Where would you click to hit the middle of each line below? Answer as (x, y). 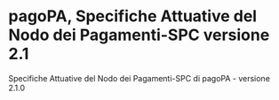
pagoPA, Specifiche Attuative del (133, 16)
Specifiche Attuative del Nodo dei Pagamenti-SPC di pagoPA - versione (139, 78)
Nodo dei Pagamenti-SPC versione (139, 35)
